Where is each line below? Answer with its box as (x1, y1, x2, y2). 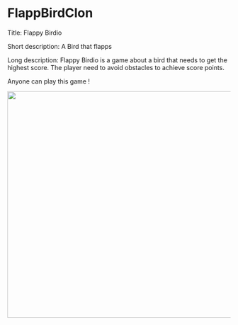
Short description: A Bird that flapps (7, 42, 112, 50)
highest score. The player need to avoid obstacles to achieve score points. (7, 63, 225, 72)
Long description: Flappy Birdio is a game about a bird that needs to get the (7, 55, 228, 64)
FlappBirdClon (7, 5, 93, 21)
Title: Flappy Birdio (7, 28, 62, 37)
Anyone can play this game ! (7, 76, 91, 86)
